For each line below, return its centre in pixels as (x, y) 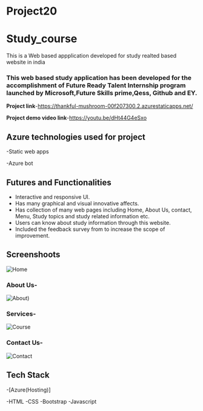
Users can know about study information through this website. (93, 223)
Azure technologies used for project (76, 137)
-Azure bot (20, 163)
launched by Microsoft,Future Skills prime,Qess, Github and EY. (102, 93)
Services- (21, 314)
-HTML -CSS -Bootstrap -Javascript (52, 401)
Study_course (42, 39)
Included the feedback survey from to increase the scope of (90, 229)
